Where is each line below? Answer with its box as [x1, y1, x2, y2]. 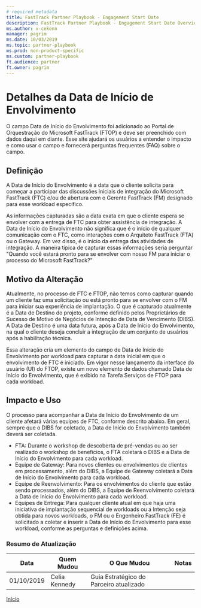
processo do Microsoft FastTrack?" [6, 257, 93, 264]
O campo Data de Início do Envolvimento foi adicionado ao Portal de [6, 123, 175, 130]
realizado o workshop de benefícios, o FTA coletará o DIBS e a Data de [14, 448, 190, 455]
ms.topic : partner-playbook [6, 43, 77, 49]
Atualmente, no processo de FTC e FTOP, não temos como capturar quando [6, 290, 194, 297]
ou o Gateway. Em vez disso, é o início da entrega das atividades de [6, 238, 174, 245]
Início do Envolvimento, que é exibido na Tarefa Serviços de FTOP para [6, 371, 181, 379]
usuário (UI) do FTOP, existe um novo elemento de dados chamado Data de [6, 365, 193, 372]
